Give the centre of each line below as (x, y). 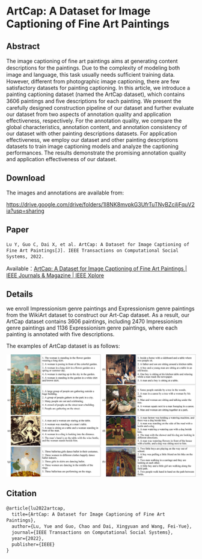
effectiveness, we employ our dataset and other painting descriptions (92, 140)
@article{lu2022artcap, (36, 508)
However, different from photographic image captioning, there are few (93, 81)
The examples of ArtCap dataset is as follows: (63, 346)
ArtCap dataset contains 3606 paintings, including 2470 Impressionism (94, 322)
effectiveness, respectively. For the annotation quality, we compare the (94, 121)
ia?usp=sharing (26, 211)
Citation (22, 494)
